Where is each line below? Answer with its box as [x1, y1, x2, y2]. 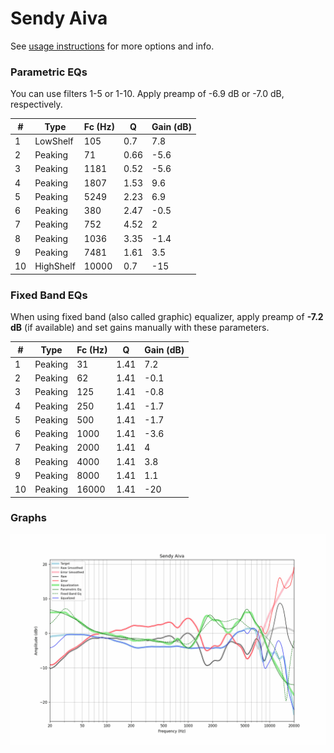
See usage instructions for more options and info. [10, 40, 215, 52]
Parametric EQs [10, 65, 88, 79]
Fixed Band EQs [10, 288, 88, 302]
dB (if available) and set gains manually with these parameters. [10, 322, 270, 334]
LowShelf [34, 135, 74, 147]
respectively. [10, 98, 63, 111]
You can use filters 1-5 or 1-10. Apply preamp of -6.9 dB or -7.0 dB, [10, 88, 285, 100]
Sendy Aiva [10, 7, 108, 30]
